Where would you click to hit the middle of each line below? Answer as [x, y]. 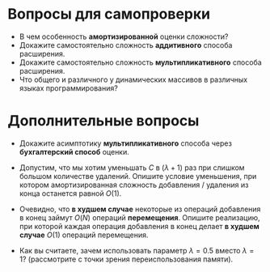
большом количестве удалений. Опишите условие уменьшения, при [138, 176]
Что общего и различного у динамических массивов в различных [133, 79]
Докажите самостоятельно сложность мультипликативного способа [140, 62]
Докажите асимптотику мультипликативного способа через [125, 143]
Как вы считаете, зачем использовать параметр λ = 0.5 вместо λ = [137, 250]
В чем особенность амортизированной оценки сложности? [124, 36]
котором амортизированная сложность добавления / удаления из [134, 185]
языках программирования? [68, 88]
